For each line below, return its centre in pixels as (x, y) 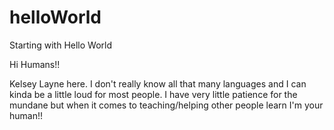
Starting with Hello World (61, 45)
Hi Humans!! (35, 64)
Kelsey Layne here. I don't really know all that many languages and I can (158, 83)
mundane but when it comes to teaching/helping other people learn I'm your (166, 105)
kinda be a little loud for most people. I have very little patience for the (153, 94)
